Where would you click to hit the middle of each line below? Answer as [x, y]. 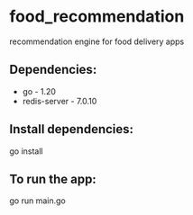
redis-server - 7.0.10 [60, 101]
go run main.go [37, 201]
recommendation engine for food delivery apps [97, 41]
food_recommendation [97, 17]
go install [26, 151]
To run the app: [53, 179]
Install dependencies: [71, 129]
